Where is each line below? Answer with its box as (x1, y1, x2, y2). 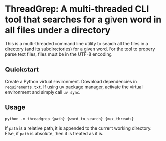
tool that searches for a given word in (5, 14, 162, 25)
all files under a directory (5, 25, 111, 35)
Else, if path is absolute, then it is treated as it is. (5, 130, 104, 136)
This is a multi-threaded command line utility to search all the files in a (5, 40, 148, 46)
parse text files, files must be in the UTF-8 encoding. (5, 51, 113, 57)
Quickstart (5, 66, 39, 74)
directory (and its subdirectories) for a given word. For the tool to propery (5, 46, 155, 52)
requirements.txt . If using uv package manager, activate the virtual (5, 84, 143, 90)
